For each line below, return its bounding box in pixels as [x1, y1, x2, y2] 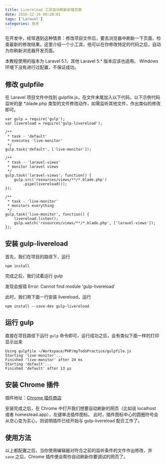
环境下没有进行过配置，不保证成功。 [5, 64, 79, 70]
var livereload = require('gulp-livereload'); [5, 121, 103, 126]
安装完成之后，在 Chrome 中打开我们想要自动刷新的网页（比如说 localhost [5, 405, 156, 411]
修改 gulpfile [5, 80, 44, 89]
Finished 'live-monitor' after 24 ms [5, 357, 83, 362]
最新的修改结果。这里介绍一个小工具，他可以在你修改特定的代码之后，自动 [9, 42, 161, 48]
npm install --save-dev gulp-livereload [5, 304, 90, 309]
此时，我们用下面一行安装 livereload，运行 [5, 294, 91, 300]
